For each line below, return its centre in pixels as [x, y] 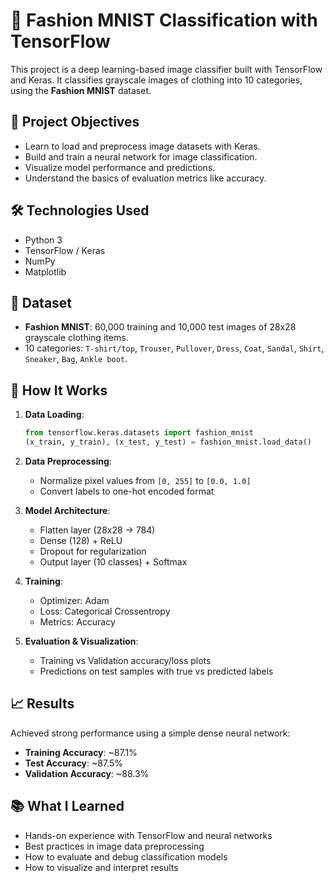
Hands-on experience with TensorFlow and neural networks [148, 835]
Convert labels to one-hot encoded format [127, 491]
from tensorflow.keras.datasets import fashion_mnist [139, 433]
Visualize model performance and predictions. [120, 167]
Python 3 [43, 240]
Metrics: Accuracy [77, 621]
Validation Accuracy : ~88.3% [87, 773]
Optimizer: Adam [74, 600]
